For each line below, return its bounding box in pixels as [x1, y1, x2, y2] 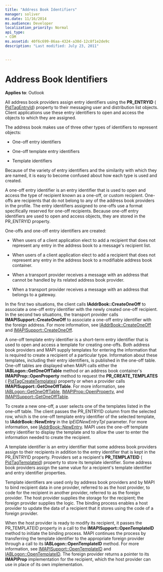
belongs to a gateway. [12, 292, 57, 298]
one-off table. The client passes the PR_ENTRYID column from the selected [5, 409, 157, 415]
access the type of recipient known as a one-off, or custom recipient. [5, 193, 144, 198]
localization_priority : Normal [5, 25, 69, 30]
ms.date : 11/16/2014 [5, 16, 47, 21]
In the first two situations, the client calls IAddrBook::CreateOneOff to [5, 301, 146, 307]
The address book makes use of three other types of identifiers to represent [5, 124, 158, 130]
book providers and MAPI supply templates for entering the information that [5, 347, 157, 353]
